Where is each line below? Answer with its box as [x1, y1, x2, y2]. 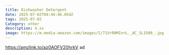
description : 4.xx [5, 26, 44, 31]
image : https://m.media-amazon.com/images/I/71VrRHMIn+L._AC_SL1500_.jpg [5, 30, 164, 35]
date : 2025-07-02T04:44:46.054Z [5, 12, 73, 17]
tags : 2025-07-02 [5, 16, 42, 21]
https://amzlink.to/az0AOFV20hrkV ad [5, 44, 85, 50]
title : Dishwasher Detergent [5, 7, 67, 12]
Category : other [5, 21, 39, 26]
